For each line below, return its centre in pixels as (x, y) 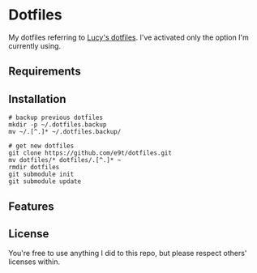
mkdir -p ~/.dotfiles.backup (58, 125)
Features (31, 206)
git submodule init (41, 175)
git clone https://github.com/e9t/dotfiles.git (90, 153)
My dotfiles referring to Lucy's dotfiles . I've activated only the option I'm (129, 37)
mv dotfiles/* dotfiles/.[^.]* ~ (65, 160)
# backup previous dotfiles (56, 118)
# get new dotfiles (41, 146)
